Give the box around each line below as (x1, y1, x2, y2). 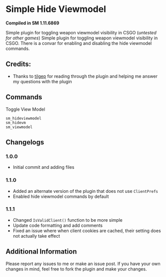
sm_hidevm (5, 120, 26, 125)
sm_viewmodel (5, 125, 33, 130)
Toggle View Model (5, 106, 45, 112)
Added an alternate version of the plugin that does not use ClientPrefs (12, 188, 159, 194)
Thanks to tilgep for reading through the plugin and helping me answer (12, 73, 158, 79)
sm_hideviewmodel (5, 116, 42, 121)
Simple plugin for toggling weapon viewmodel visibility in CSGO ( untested (5, 29, 157, 35)
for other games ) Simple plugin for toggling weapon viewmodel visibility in (5, 35, 158, 41)
